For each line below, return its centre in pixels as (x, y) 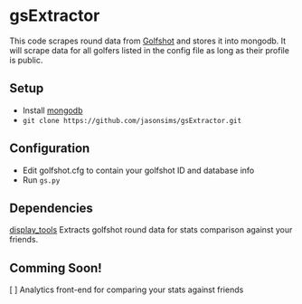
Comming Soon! (56, 268)
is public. (26, 60)
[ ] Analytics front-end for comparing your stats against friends (127, 290)
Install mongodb (52, 110)
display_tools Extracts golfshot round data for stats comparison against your (151, 230)
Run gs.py (41, 180)
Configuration (50, 149)
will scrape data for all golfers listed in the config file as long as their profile (149, 50)
